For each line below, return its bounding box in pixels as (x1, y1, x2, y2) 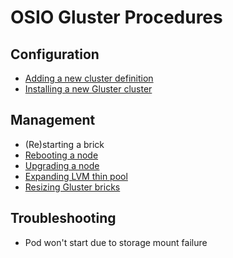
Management (10, 112, 96, 129)
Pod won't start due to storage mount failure (24, 236, 208, 248)
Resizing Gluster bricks (24, 181, 121, 193)
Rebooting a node (24, 149, 99, 161)
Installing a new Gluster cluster (24, 83, 153, 95)
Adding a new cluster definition (24, 72, 154, 84)
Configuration (10, 46, 100, 63)
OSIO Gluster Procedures (10, 6, 223, 29)
